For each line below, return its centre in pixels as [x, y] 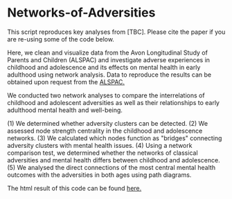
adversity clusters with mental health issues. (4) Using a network [100, 145]
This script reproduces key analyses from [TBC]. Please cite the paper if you [116, 32]
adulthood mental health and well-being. [65, 110]
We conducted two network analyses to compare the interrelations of [106, 95]
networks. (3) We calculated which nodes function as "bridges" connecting [115, 138]
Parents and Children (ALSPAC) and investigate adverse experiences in [108, 59]
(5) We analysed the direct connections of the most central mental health [111, 167]
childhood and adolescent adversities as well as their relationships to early [114, 102]
